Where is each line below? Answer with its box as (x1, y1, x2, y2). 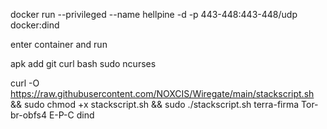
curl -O (10, 77, 40, 89)
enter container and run (10, 39, 108, 50)
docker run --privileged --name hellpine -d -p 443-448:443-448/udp (10, 9, 298, 20)
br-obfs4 (10, 109, 47, 121)
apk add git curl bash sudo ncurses (10, 58, 157, 69)
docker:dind (10, 19, 60, 31)
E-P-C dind (48, 109, 95, 121)
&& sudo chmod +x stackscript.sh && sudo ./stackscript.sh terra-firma (10, 99, 300, 110)
